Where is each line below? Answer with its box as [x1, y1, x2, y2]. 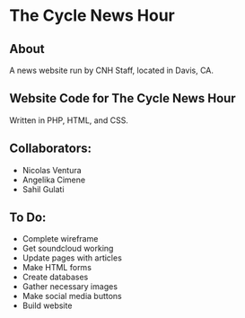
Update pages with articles [22, 252, 123, 263]
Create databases [22, 271, 89, 283]
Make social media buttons [22, 291, 123, 302]
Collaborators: [9, 141, 92, 156]
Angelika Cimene [22, 174, 86, 185]
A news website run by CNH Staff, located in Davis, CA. [9, 65, 214, 75]
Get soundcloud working [22, 243, 114, 254]
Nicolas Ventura [22, 164, 83, 175]
